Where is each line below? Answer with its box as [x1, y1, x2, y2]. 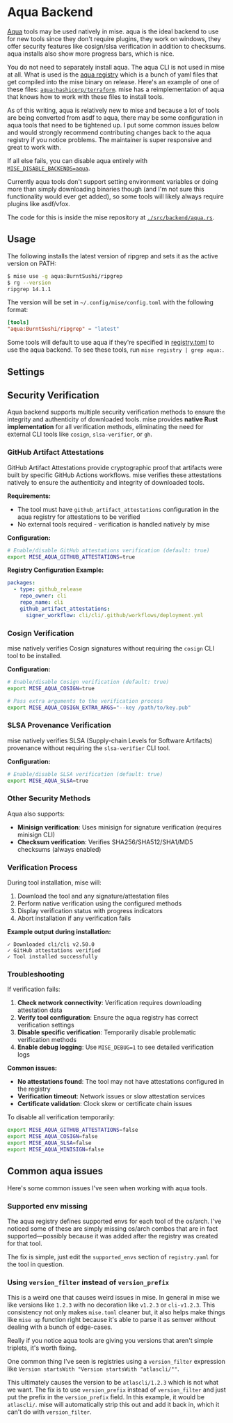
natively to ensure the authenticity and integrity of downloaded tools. [7, 478, 205, 486]
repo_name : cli [19, 599, 64, 606]
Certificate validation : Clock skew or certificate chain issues [17, 1100, 193, 1108]
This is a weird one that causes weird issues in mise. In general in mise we [7, 1293, 220, 1302]
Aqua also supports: [7, 809, 65, 818]
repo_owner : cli [19, 593, 67, 600]
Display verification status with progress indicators [17, 907, 163, 915]
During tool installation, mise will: [7, 878, 102, 887]
